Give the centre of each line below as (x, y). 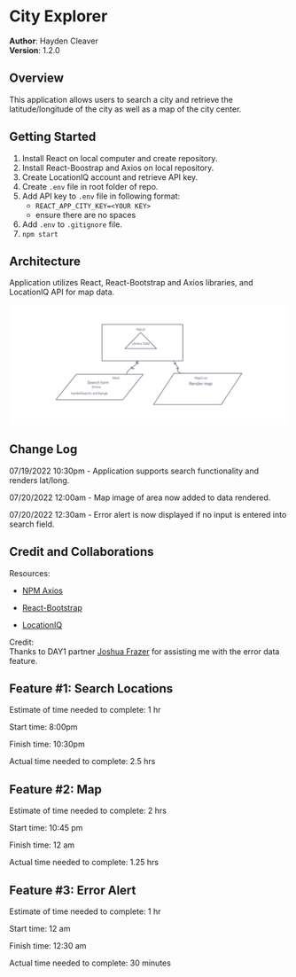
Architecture (45, 261)
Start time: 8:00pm (43, 727)
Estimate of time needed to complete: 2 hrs (88, 811)
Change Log (43, 449)
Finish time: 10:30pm (47, 744)
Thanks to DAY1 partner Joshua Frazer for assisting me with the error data (144, 651)
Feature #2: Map (55, 789)
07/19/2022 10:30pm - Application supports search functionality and (134, 471)
